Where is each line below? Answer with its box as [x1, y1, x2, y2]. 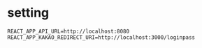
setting [7, 5, 50, 21]
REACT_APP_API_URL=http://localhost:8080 [7, 28, 130, 35]
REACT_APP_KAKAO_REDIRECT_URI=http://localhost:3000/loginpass [7, 33, 196, 41]
